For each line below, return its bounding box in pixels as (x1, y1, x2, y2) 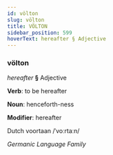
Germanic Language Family (7, 140, 86, 148)
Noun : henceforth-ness (7, 100, 74, 108)
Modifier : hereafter (7, 114, 62, 122)
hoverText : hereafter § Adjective (7, 36, 107, 43)
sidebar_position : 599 (7, 29, 72, 36)
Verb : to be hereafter (7, 87, 68, 95)
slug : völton (7, 16, 45, 23)
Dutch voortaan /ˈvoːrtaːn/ (7, 127, 80, 135)
